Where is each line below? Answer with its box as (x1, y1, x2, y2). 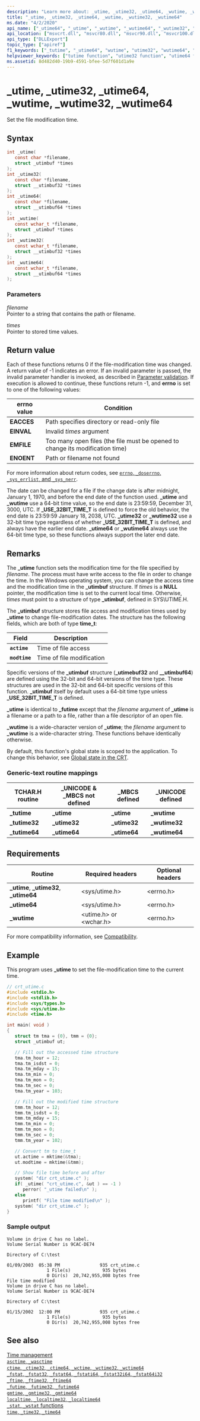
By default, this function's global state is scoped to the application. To (7, 748, 177, 755)
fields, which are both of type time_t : (7, 620, 97, 627)
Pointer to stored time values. (7, 328, 79, 335)
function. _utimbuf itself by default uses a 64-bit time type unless (7, 688, 168, 695)
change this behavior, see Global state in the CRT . (7, 754, 129, 761)
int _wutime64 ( (7, 260, 45, 266)
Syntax (7, 133, 34, 143)
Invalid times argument (45, 427, 109, 435)
